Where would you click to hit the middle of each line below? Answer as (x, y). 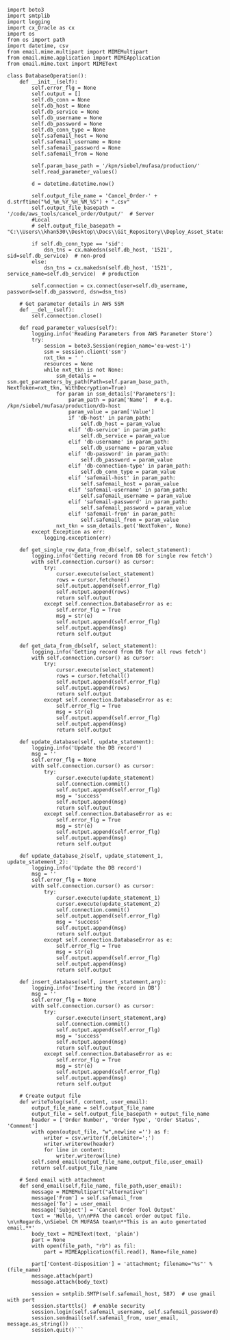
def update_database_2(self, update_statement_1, (92, 856)
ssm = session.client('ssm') (85, 352)
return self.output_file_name (75, 1168)
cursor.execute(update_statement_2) (108, 904)
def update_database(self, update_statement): (87, 742)
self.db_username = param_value (127, 448)
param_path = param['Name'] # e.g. (120, 400)
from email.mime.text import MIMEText (62, 64)
